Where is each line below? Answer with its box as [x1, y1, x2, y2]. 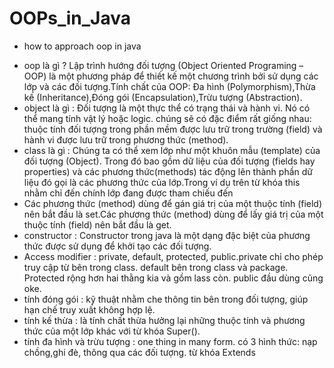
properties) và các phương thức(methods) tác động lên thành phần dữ [23, 165, 313, 177]
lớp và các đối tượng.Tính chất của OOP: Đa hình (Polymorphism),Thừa [23, 80, 316, 92]
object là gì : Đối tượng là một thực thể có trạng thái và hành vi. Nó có [23, 102, 311, 114]
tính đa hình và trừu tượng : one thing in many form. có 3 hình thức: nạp [23, 335, 318, 347]
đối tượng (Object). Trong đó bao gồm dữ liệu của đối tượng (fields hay [23, 155, 316, 167]
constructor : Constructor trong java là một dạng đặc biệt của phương [23, 229, 311, 241]
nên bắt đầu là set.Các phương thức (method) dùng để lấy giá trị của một [23, 208, 324, 220]
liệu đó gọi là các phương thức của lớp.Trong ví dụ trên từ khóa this [23, 176, 301, 188]
